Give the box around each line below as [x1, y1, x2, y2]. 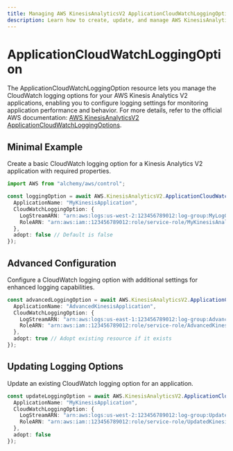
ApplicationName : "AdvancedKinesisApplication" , [13, 303, 157, 309]
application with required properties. [7, 167, 111, 176]
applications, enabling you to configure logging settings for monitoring [7, 99, 209, 108]
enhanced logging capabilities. [7, 282, 95, 291]
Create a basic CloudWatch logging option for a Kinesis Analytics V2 [7, 160, 203, 168]
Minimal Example [7, 141, 83, 153]
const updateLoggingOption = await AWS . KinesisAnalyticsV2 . [7, 393, 185, 400]
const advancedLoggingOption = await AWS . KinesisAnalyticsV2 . [7, 296, 191, 303]
